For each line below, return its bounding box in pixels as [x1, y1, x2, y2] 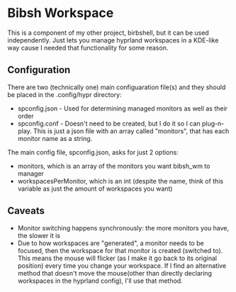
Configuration [7, 64, 71, 76]
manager [17, 169, 45, 178]
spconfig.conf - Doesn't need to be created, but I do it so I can [17, 119, 201, 128]
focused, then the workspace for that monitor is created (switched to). [17, 246, 223, 254]
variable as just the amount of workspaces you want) [17, 184, 173, 193]
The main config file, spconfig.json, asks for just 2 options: [7, 147, 179, 157]
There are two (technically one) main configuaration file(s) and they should [7, 83, 226, 91]
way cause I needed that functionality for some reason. [7, 43, 169, 52]
